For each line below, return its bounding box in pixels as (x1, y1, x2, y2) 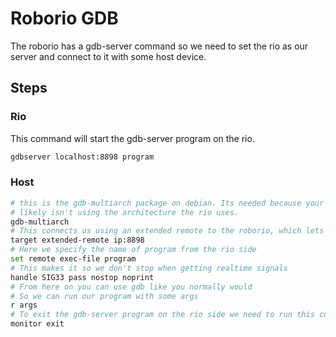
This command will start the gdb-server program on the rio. (10, 132, 255, 144)
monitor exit (10, 319, 65, 329)
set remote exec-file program (10, 254, 137, 264)
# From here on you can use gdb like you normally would (10, 282, 253, 292)
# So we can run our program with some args (10, 291, 199, 301)
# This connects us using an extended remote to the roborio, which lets (10, 226, 325, 236)
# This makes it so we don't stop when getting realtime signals (10, 263, 288, 273)
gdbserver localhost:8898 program (10, 152, 155, 162)
